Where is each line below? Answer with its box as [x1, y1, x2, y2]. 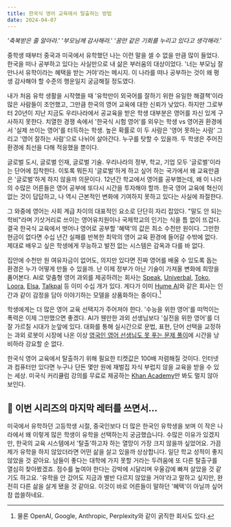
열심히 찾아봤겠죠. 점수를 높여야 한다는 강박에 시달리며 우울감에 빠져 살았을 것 [7, 464, 214, 473]
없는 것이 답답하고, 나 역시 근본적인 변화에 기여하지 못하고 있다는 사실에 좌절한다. [7, 192, 223, 200]
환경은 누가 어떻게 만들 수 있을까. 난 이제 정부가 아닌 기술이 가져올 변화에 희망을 [7, 265, 220, 273]
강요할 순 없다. [25, 340, 64, 348]
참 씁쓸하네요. [7, 490, 45, 499]
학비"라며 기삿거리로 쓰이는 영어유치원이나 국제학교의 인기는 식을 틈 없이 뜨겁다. [7, 215, 221, 224]
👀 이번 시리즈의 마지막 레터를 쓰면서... [7, 402, 158, 414]
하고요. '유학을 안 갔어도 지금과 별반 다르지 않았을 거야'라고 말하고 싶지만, [19, 473, 216, 482]
